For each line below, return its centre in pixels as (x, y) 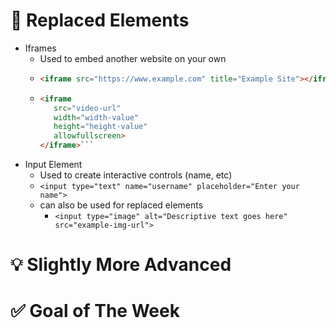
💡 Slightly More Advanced (121, 265)
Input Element (53, 165)
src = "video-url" (87, 108)
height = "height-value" (100, 127)
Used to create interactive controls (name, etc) (136, 175)
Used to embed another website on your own (133, 58)
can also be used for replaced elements (121, 205)
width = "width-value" (96, 117)
